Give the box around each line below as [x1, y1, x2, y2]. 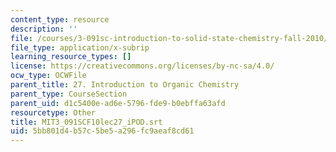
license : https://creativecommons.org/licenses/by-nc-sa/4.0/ [10, 61, 275, 71]
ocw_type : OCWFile [10, 71, 87, 81]
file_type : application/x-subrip [10, 42, 150, 53]
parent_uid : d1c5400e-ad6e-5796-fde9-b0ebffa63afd [10, 98, 226, 108]
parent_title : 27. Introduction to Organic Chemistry [10, 80, 240, 90]
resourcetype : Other [10, 107, 97, 118]
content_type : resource [10, 14, 110, 25]
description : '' [10, 24, 78, 34]
